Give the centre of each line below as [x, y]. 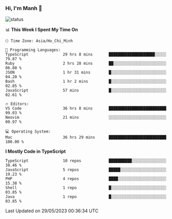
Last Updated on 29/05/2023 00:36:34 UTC [52, 211]
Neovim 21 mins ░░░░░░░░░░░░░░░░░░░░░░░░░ [86, 118]
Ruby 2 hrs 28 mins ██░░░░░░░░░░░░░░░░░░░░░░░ [86, 64]
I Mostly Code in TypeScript [35, 152]
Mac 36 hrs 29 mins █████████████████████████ [86, 138]
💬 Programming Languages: [33, 50]
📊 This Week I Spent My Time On [42, 30]
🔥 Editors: [17, 104]
